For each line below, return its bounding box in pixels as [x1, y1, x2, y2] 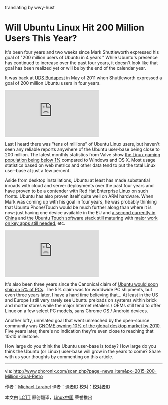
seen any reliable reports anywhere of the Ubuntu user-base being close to [5, 146, 160, 152]
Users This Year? [5, 33, 77, 44]
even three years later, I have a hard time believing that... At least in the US [5, 292, 158, 298]
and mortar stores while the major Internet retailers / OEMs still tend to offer [5, 302, 161, 308]
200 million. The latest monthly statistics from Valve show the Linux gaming [5, 151, 161, 157]
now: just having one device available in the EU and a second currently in [5, 209, 156, 215]
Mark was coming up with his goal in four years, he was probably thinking [5, 198, 157, 205]
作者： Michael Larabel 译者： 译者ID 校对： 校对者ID [5, 383, 111, 390]
